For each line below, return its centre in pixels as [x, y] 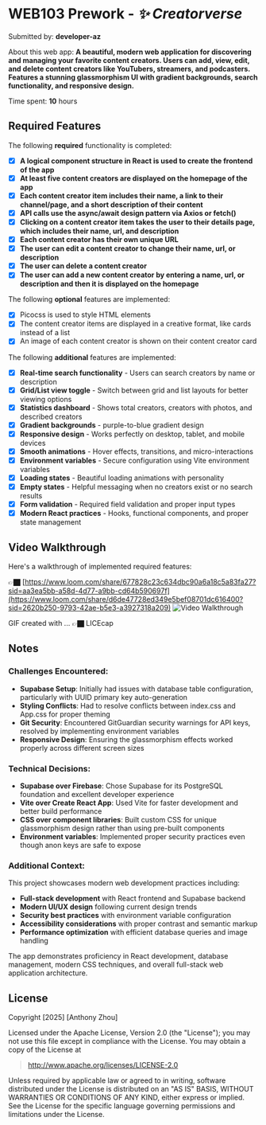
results [31, 496]
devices [33, 443]
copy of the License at [45, 1050]
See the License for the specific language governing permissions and [122, 1106]
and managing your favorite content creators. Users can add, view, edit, [129, 60]
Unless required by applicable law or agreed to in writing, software [117, 1080]
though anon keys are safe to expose [80, 845]
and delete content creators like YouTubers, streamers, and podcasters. [129, 68]
